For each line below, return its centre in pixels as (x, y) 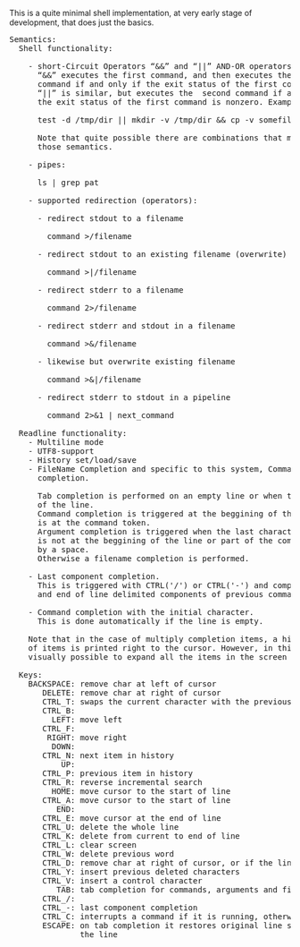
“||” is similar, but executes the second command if (160, 93)
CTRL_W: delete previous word (108, 854)
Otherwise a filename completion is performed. (143, 559)
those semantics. (75, 147)
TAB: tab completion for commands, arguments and (167, 890)
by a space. (63, 550)
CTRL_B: (59, 711)
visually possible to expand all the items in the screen (158, 657)
